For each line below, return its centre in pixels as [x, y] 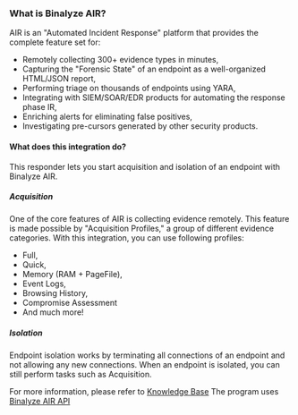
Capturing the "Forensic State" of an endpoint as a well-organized [144, 69]
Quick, [34, 265]
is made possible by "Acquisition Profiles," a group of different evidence [142, 229]
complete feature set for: [55, 42]
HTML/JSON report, [59, 79]
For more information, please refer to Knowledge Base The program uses [144, 392]
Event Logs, [44, 284]
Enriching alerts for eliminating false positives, [107, 117]
